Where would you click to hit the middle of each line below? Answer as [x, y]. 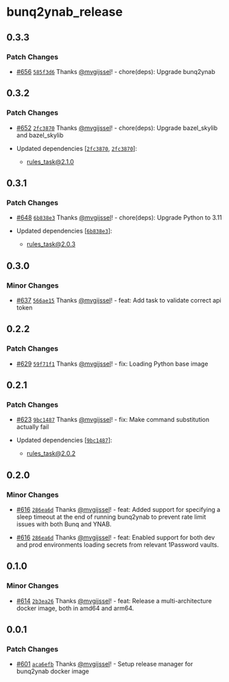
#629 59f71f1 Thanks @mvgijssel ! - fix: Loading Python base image [112, 364]
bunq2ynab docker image [53, 671]
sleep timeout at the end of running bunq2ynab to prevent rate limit [111, 517]
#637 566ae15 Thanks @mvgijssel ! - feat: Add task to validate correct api [119, 300]
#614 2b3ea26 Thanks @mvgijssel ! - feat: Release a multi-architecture [114, 600]
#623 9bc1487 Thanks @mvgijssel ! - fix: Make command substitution [113, 420]
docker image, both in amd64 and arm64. [75, 608]
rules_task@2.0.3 [51, 244]
